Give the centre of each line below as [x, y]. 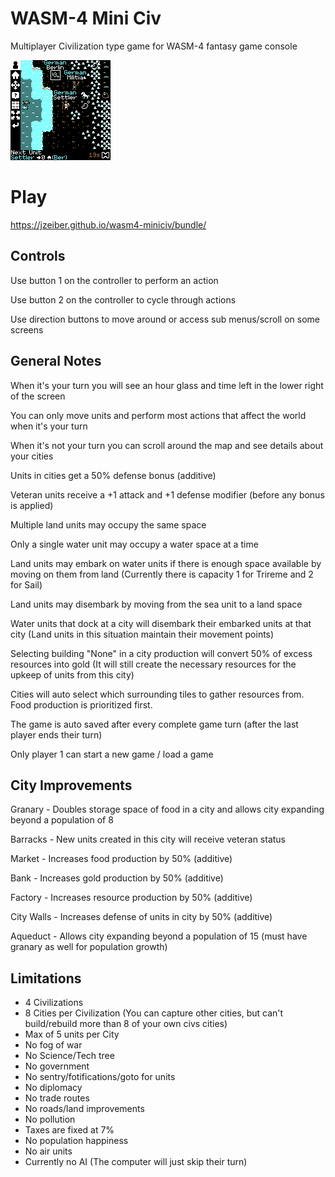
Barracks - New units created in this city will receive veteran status [148, 839]
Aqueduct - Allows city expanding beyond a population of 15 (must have [159, 936]
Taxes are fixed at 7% [69, 1130]
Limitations [46, 978]
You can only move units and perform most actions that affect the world [158, 415]
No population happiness [76, 1141]
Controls [38, 256]
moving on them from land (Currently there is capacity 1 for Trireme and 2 [162, 574]
